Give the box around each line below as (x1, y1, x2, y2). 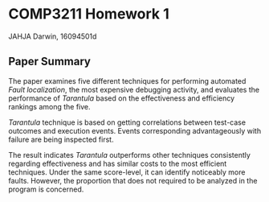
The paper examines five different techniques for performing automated (8, 76, 247, 85)
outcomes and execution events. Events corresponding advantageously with (8, 126, 262, 135)
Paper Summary (8, 55, 91, 68)
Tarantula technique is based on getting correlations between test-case (8, 117, 247, 127)
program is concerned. (8, 184, 84, 194)
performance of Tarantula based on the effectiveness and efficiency (8, 93, 235, 103)
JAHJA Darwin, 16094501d (8, 31, 97, 41)
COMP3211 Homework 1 (8, 5, 170, 23)
